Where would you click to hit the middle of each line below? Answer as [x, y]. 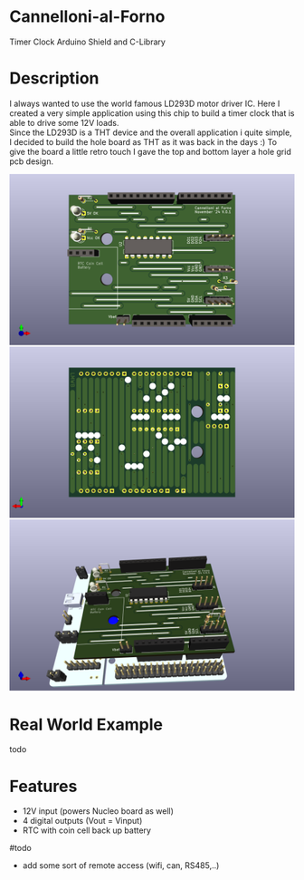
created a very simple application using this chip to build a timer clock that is [152, 113]
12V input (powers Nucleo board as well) [98, 811]
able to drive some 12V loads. [64, 122]
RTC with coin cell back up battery [87, 830]
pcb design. [32, 161]
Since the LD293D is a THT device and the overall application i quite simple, [151, 132]
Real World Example [86, 725]
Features [43, 786]
